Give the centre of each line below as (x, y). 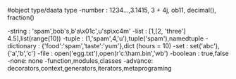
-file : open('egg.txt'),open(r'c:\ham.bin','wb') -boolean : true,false (133, 53)
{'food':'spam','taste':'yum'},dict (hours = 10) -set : (115, 46)
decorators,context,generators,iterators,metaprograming (89, 68)
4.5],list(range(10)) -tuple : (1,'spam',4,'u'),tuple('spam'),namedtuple (106, 38)
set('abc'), (205, 46)
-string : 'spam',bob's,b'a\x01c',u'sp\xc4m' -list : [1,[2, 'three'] (97, 31)
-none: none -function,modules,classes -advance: (80, 61)
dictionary (22, 46)
